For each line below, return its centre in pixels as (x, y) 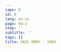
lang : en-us (17, 19)
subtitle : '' (18, 33)
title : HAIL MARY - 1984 (30, 42)
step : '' (14, 28)
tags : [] (14, 38)
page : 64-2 (16, 24)
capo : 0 (13, 10)
